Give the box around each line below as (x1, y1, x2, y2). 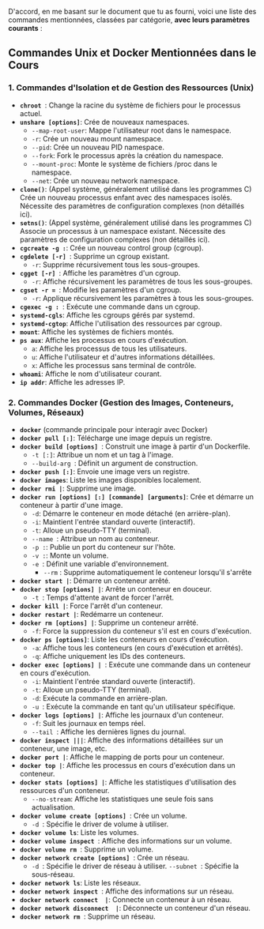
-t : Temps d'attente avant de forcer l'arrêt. (31, 592, 175, 602)
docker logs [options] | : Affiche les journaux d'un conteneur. (19, 710, 224, 720)
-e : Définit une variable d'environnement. (31, 559, 169, 568)
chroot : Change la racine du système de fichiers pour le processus (19, 100, 241, 110)
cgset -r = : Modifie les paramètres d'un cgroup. (19, 284, 182, 295)
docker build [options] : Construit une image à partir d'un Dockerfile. (19, 442, 251, 451)
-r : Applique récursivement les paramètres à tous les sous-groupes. (31, 293, 255, 303)
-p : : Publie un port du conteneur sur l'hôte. (31, 542, 176, 551)
